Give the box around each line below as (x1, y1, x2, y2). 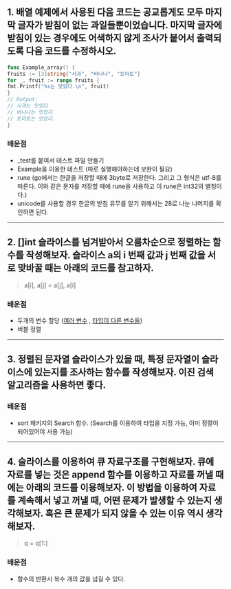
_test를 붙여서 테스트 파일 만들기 (16, 156, 104, 164)
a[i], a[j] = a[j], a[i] (23, 281, 76, 289)
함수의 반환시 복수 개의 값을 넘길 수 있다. (16, 575, 126, 583)
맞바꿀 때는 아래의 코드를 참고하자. (17, 262, 154, 274)
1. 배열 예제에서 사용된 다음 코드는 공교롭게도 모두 (7, 6, 203, 19)
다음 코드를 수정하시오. (25, 45, 117, 57)
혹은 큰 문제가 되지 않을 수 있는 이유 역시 (45, 508, 204, 519)
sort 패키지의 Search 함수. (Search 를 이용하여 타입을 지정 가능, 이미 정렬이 (16, 419, 219, 427)
